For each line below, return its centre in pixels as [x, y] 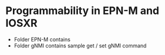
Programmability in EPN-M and [82, 11]
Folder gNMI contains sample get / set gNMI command [80, 46]
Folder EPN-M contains [42, 39]
